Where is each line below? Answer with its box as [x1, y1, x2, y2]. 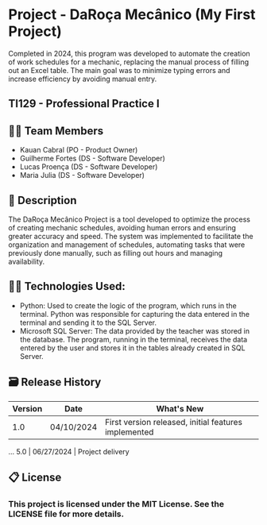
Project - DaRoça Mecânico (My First [8, 6, 256, 24]
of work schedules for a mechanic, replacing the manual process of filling [8, 57, 250, 67]
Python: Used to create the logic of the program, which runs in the [19, 300, 237, 311]
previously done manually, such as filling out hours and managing [8, 248, 223, 257]
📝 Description [8, 193, 77, 207]
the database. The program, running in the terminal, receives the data [19, 334, 248, 344]
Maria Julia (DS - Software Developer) [19, 171, 145, 180]
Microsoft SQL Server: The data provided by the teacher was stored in [19, 326, 250, 335]
